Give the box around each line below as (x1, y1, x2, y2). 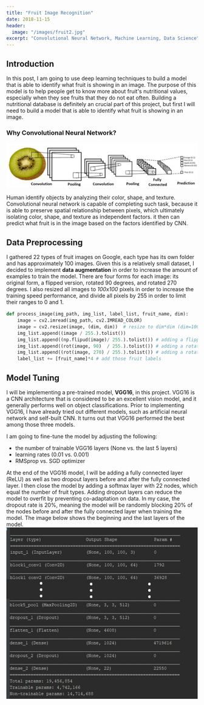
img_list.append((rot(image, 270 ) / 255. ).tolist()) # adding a (17, 349, 183, 356)
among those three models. (6, 420, 75, 428)
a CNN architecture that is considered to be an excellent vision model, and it (6, 395, 197, 402)
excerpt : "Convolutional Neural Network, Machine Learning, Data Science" (6, 35, 200, 42)
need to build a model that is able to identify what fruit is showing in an (6, 107, 183, 114)
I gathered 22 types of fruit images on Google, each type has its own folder (6, 254, 195, 261)
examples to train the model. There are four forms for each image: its (6, 273, 179, 280)
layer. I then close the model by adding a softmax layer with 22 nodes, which (6, 482, 198, 489)
